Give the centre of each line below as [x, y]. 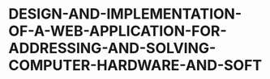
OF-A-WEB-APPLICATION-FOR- [118, 31]
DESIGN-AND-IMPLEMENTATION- [125, 14]
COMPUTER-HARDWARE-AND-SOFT [135, 66]
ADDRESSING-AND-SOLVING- [112, 48]
